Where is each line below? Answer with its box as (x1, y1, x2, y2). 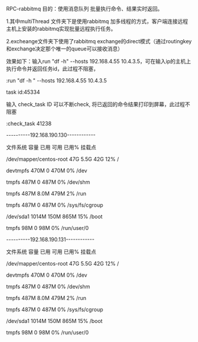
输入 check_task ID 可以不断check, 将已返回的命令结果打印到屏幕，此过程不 (6, 101, 190, 108)
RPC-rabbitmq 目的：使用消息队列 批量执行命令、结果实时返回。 (6, 5, 163, 12)
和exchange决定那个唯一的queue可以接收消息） (6, 45, 123, 52)
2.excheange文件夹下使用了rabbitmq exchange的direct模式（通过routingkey (6, 38, 192, 44)
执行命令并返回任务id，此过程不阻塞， (6, 65, 99, 72)
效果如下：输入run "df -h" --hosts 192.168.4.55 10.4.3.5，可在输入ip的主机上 (6, 58, 191, 65)
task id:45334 (6, 88, 40, 95)
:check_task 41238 (6, 120, 52, 127)
